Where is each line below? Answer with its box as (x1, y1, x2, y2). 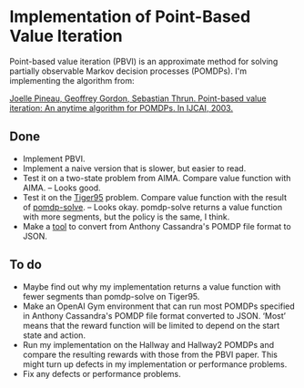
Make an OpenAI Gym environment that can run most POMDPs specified (22, 301, 296, 311)
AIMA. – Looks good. (22, 182, 102, 193)
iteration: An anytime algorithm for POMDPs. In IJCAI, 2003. (9, 102, 234, 113)
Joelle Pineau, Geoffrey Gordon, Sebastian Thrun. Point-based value (9, 93, 267, 104)
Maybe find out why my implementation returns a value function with (22, 281, 281, 292)
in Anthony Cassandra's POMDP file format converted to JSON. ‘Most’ (22, 310, 287, 321)
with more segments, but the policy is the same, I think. (22, 211, 230, 222)
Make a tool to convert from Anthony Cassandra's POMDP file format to (22, 220, 291, 231)
